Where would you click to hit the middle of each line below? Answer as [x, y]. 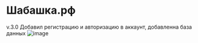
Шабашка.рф [41, 10]
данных [16, 33]
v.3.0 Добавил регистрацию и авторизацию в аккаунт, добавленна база [99, 27]
